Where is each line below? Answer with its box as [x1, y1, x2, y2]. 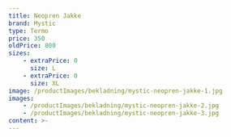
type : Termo [8, 27, 49, 35]
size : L [29, 64, 57, 73]
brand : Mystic [8, 19, 57, 27]
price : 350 [8, 34, 45, 43]
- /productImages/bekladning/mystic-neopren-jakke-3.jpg [23, 110, 220, 118]
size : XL [29, 79, 60, 87]
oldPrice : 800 [8, 42, 57, 50]
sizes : [8, 49, 31, 57]
